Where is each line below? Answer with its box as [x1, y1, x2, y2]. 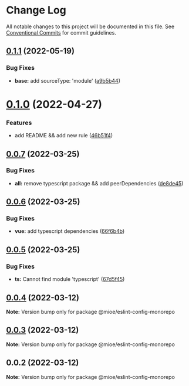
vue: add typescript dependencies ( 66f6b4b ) [14, 228, 125, 235]
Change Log [6, 4, 66, 17]
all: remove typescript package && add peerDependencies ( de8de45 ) [14, 180, 184, 187]
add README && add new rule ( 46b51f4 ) [14, 132, 113, 139]
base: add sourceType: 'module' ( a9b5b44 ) [14, 77, 121, 84]
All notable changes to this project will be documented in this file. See [6, 23, 175, 30]
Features [6, 118, 32, 127]
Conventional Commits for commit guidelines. [6, 29, 116, 36]
